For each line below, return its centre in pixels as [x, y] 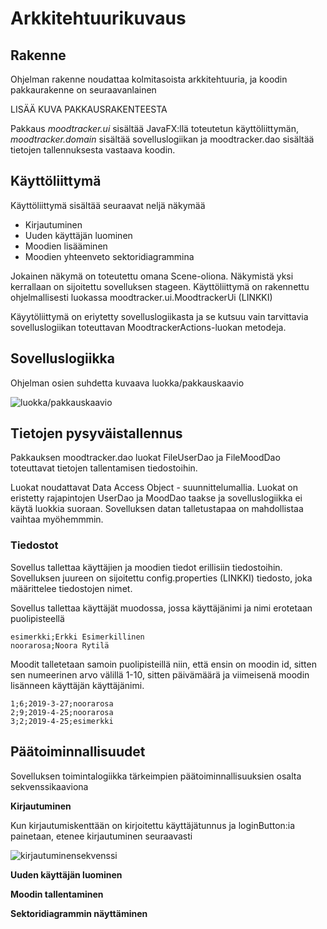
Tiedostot [34, 545]
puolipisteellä [37, 618]
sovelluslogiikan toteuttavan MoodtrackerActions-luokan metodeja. [148, 327]
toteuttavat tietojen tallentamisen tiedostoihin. [104, 468]
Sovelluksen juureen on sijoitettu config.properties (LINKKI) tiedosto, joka [161, 578]
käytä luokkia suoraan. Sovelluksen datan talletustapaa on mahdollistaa [157, 509]
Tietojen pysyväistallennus [96, 433]
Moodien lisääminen [66, 246]
